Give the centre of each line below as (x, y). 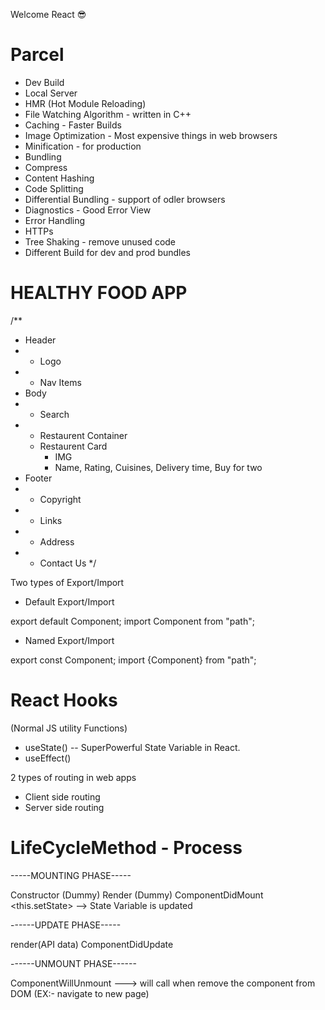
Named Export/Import (69, 640)
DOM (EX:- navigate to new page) (80, 993)
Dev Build (44, 82)
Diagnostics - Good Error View (88, 210)
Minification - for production (83, 146)
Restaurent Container (83, 435)
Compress (46, 167)
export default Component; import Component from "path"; (132, 621)
